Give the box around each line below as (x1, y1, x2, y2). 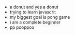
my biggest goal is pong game (9, 14, 70, 20)
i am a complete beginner (9, 19, 60, 25)
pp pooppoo (9, 24, 35, 30)
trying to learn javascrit (9, 9, 56, 15)
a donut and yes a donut (9, 4, 59, 10)
